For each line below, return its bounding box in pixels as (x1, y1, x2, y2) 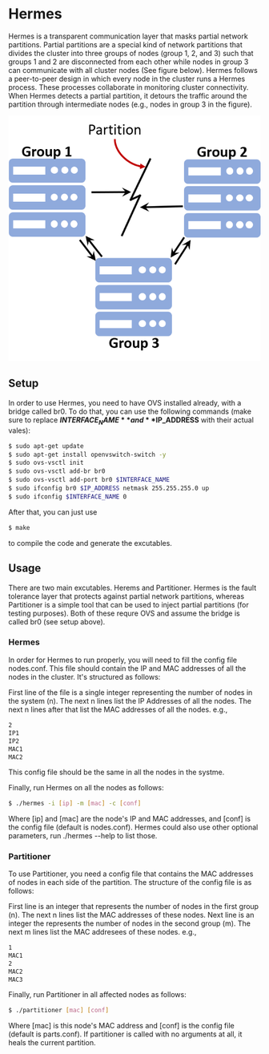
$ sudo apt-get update (8, 442, 84, 450)
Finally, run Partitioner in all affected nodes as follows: (8, 989, 187, 999)
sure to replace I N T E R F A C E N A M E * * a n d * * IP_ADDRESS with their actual (8, 414, 255, 426)
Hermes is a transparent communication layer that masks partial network (8, 31, 248, 41)
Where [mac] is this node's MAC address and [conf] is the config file (8, 1020, 235, 1030)
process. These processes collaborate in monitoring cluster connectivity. (8, 82, 249, 92)
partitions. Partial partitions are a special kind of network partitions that (8, 39, 243, 49)
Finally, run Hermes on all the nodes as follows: (8, 782, 164, 792)
